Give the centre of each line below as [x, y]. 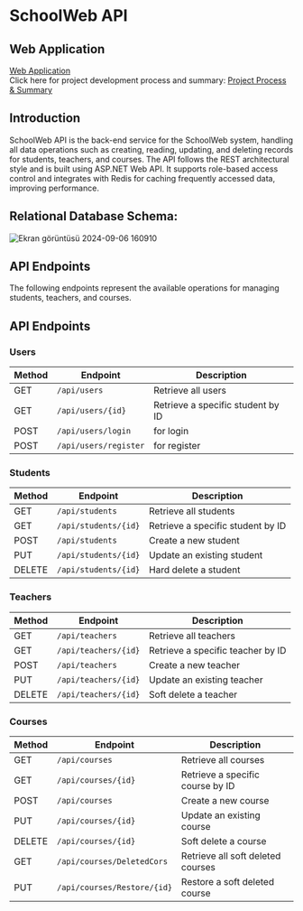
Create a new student [194, 541]
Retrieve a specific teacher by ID [217, 650]
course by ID [208, 786]
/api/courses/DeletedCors [113, 862]
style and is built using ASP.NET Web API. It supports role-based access [144, 169]
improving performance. [54, 188]
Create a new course [225, 801]
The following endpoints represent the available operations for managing [144, 288]
